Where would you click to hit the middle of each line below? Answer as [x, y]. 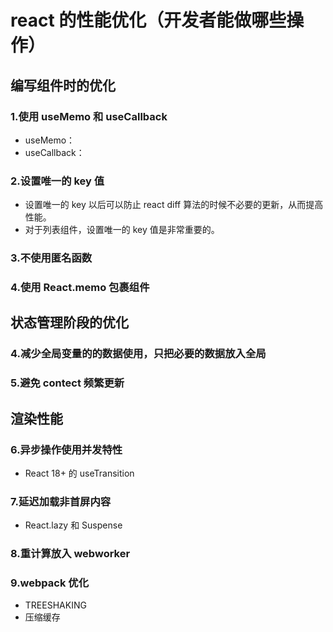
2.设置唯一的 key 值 [57, 181]
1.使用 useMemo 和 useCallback [89, 116]
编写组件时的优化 [63, 85]
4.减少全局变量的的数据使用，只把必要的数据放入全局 [138, 354]
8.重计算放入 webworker [70, 554]
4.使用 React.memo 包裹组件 [80, 288]
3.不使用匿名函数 [51, 258]
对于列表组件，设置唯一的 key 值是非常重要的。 [122, 230]
